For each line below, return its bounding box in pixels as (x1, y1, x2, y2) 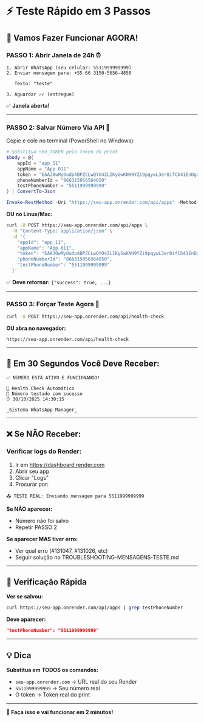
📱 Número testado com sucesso (6, 390, 83, 397)
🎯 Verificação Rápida (6, 577, 87, 587)
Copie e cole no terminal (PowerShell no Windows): (6, 137, 135, 144)
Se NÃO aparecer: (6, 505, 53, 513)
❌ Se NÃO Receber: (6, 429, 81, 440)
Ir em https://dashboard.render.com (15, 461, 105, 468)
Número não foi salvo (15, 517, 69, 524)
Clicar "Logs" (15, 474, 49, 481)
